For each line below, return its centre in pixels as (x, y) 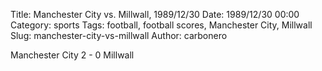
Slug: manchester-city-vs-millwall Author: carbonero (119, 35)
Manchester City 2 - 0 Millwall (72, 55)
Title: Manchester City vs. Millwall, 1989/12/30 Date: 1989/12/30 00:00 (155, 14)
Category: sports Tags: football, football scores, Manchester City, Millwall (161, 25)
